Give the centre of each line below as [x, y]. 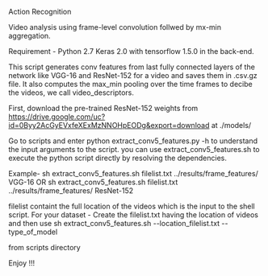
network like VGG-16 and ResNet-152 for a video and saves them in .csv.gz [133, 75]
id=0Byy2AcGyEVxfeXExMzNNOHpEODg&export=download [109, 125]
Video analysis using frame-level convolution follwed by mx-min [115, 27]
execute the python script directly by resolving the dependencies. [118, 158]
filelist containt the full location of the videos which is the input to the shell [132, 206]
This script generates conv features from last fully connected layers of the [132, 67]
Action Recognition [40, 12]
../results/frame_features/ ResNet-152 [71, 191]
